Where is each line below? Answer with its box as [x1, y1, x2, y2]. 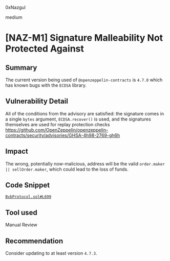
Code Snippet [5, 181, 50, 189]
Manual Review [5, 222, 37, 228]
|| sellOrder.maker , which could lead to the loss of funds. [5, 166, 129, 172]
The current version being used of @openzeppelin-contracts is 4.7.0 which [5, 77, 163, 83]
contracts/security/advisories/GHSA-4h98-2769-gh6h [5, 132, 120, 138]
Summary [5, 63, 37, 72]
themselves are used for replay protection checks [5, 121, 110, 127]
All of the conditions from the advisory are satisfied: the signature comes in [5, 110, 164, 116]
